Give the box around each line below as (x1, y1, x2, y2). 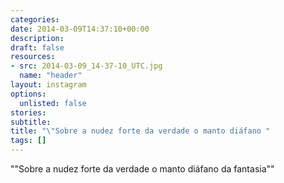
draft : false (10, 42, 65, 53)
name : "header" (19, 71, 83, 81)
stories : (10, 107, 47, 118)
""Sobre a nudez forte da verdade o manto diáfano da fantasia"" (10, 163, 275, 175)
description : (10, 33, 65, 43)
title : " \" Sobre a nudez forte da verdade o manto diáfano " (10, 126, 271, 136)
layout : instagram (10, 80, 87, 90)
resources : (10, 52, 56, 62)
